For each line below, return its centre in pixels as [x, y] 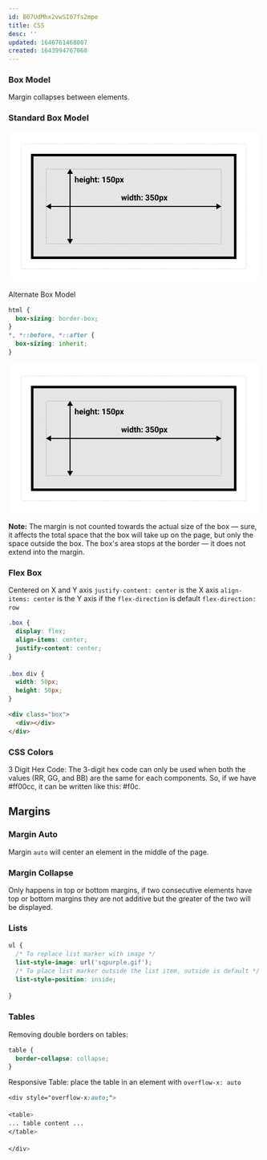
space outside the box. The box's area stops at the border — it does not [127, 543]
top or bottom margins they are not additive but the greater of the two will [129, 899]
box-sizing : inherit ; [52, 344]
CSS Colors [31, 752]
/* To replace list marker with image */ [86, 954]
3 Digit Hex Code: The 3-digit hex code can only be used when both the [127, 769]
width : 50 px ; [37, 682]
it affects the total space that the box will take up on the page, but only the [131, 535]
